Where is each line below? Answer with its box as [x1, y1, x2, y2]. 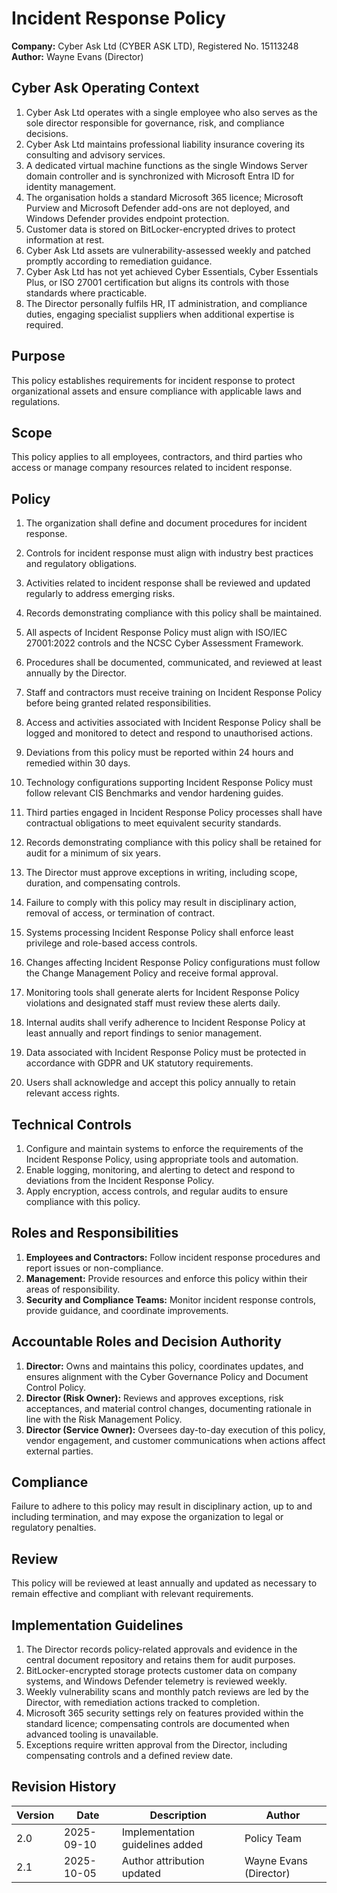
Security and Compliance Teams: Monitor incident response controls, [25, 1293, 317, 1306]
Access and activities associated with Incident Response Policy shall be [25, 717, 322, 729]
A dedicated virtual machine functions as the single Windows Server [25, 159, 308, 171]
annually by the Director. [25, 667, 128, 679]
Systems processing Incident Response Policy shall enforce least [25, 927, 294, 939]
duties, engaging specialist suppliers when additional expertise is [25, 308, 295, 320]
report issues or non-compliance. [25, 1262, 164, 1274]
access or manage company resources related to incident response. [11, 462, 293, 474]
